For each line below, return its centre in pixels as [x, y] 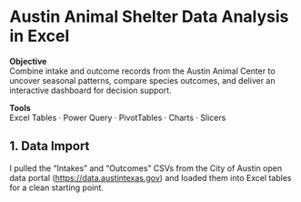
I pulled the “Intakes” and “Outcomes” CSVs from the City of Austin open [146, 168]
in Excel [40, 36]
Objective [28, 61]
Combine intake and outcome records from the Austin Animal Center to [142, 71]
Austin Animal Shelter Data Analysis [149, 17]
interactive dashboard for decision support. [90, 90]
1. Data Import [50, 146]
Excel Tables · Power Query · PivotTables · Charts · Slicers [118, 117]
